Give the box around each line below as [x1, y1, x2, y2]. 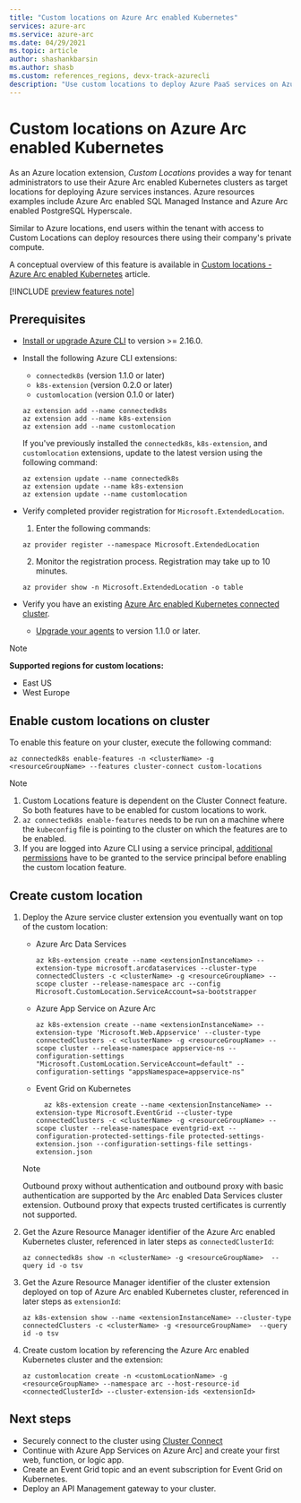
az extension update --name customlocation [21, 490, 188, 499]
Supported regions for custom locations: [9, 661, 164, 671]
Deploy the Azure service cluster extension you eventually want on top [21, 911, 284, 922]
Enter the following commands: [35, 523, 150, 534]
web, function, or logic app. [21, 1454, 125, 1465]
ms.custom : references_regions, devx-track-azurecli [9, 72, 211, 81]
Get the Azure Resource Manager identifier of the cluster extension [21, 1277, 271, 1287]
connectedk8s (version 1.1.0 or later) [35, 370, 166, 381]
